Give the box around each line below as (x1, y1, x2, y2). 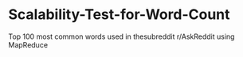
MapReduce (8, 40, 49, 49)
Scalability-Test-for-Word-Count (8, 6, 230, 24)
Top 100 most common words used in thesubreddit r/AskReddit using (8, 32, 235, 41)
